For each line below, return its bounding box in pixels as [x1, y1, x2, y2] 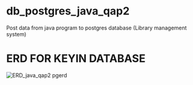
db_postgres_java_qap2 [6, 4, 130, 18]
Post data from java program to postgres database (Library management [6, 24, 187, 31]
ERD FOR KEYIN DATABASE [6, 52, 146, 66]
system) [6, 30, 27, 37]
